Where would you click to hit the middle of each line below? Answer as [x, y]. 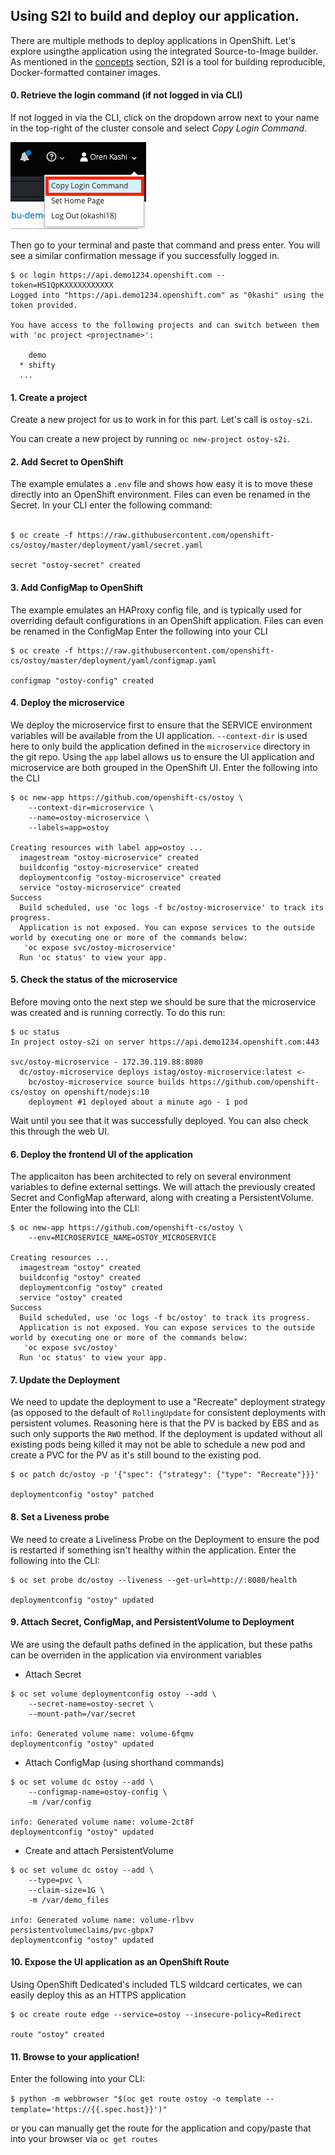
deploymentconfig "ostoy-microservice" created [120, 877]
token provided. [44, 305]
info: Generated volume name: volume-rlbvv [102, 1920]
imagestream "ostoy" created [80, 1268]
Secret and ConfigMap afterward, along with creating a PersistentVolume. [162, 1198]
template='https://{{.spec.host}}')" [89, 2110]
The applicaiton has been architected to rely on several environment [151, 1176]
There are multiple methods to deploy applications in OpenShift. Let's [153, 40]
